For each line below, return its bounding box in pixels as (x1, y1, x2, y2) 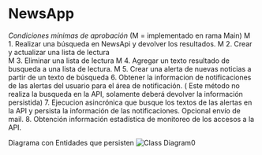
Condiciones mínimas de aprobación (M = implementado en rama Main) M (8, 31, 251, 40)
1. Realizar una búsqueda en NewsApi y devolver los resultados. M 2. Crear (8, 39, 253, 48)
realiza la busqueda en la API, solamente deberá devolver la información (8, 89, 243, 98)
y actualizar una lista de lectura (8, 47, 110, 57)
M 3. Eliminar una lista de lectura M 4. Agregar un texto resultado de (8, 56, 230, 65)
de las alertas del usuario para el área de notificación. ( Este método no (8, 80, 241, 90)
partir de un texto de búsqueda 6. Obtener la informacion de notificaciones (8, 72, 252, 82)
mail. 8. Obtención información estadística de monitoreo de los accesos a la (8, 114, 255, 124)
